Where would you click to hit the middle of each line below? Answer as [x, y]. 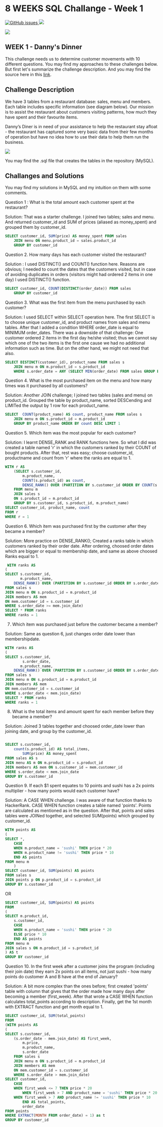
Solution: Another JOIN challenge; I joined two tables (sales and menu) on [79, 395]
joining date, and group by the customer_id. [49, 732]
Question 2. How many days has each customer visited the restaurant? [76, 255]
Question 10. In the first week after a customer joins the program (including [80, 967]
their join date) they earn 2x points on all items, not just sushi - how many [78, 971]
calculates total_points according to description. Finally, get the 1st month [78, 1002]
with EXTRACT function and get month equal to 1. [54, 1007]
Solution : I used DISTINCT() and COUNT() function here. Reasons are [75, 264]
